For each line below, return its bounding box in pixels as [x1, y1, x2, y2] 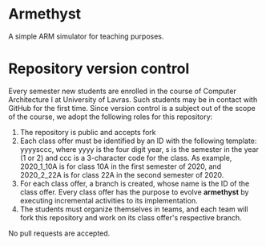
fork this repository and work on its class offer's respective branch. [19, 212, 242, 222]
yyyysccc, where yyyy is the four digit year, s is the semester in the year [19, 144, 259, 154]
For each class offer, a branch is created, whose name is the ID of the [19, 178, 250, 188]
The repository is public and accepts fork [19, 127, 156, 137]
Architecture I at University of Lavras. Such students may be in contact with [8, 94, 258, 105]
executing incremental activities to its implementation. [19, 195, 198, 205]
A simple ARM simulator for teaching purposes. [8, 31, 164, 41]
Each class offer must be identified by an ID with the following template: [19, 136, 257, 146]
